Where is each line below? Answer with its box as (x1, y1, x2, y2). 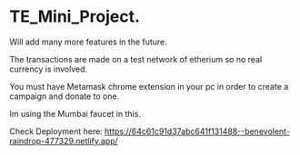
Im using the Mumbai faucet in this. (9, 108, 141, 119)
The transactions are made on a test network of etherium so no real (9, 53, 263, 64)
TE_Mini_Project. (9, 6, 141, 27)
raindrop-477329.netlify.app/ (9, 135, 118, 146)
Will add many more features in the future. (9, 36, 168, 47)
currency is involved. (9, 63, 88, 74)
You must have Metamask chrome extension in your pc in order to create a (9, 81, 289, 92)
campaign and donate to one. (9, 91, 120, 102)
